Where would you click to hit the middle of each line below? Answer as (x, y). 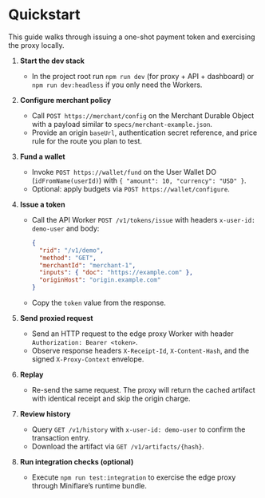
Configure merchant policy (65, 100)
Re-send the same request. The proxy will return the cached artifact (143, 390)
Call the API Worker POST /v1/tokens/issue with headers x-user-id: (143, 219)
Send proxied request (56, 318)
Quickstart (45, 15)
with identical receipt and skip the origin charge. (111, 399)
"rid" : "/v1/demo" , (71, 250)
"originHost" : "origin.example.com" (100, 280)
